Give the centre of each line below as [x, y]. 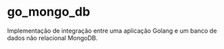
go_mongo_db [49, 12]
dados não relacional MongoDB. [53, 37]
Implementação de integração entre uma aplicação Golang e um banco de [112, 31]
